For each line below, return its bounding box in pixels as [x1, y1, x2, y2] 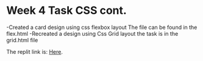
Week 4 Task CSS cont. [6, 4, 127, 18]
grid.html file [6, 36, 38, 43]
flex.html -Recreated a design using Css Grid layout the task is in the [6, 30, 179, 37]
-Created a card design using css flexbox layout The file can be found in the [6, 24, 198, 31]
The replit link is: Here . [6, 48, 63, 55]
